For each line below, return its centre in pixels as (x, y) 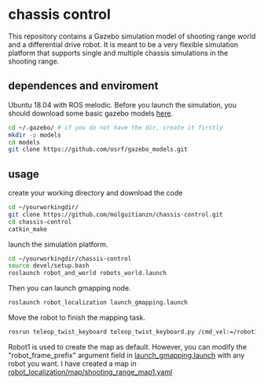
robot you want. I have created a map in (72, 364)
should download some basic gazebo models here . (91, 113)
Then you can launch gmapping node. (70, 288)
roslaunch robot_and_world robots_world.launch (88, 273)
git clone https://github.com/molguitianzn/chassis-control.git (115, 214)
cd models (24, 142)
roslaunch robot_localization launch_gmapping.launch (98, 303)
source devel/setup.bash (49, 266)
